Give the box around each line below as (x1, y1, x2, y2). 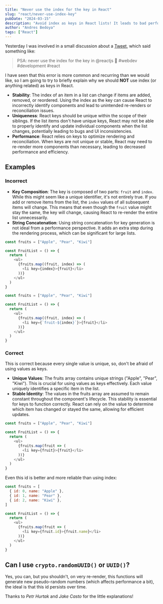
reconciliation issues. (12, 108, 55, 113)
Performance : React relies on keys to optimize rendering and (12, 133, 135, 139)
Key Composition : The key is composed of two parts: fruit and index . (12, 188, 154, 195)
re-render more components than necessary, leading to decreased (12, 144, 146, 149)
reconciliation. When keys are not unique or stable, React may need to (12, 139, 153, 144)
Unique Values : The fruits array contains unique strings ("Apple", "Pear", (12, 375, 158, 381)
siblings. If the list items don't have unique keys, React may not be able (12, 118, 154, 124)
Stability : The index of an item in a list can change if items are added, (12, 92, 151, 98)
